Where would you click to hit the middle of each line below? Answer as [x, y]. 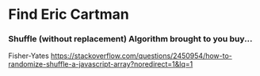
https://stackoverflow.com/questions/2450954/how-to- [141, 56]
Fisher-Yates [29, 56]
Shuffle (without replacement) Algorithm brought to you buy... [130, 39]
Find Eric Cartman [69, 14]
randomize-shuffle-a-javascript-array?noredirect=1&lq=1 [101, 64]
